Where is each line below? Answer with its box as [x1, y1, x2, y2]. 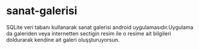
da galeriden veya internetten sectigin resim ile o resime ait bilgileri [6, 30, 171, 37]
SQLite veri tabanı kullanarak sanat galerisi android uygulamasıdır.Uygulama [6, 24, 194, 31]
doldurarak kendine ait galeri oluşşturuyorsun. [6, 36, 120, 43]
